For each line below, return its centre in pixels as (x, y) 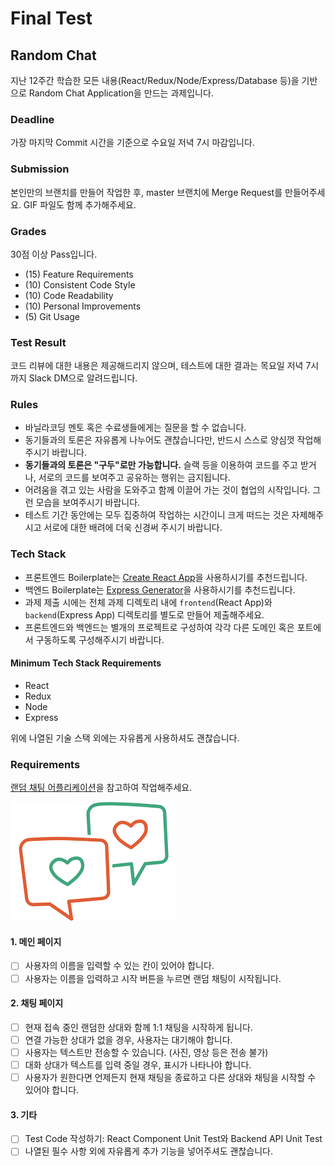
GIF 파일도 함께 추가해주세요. (80, 204)
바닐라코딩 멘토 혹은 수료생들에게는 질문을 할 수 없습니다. (135, 428)
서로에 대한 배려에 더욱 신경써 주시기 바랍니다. (133, 528)
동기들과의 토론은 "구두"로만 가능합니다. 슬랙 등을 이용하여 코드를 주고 (161, 465)
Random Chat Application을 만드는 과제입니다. (121, 93)
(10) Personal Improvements (83, 306)
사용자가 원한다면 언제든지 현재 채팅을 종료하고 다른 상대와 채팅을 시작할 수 (170, 1078)
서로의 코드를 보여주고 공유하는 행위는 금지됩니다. (134, 478)
